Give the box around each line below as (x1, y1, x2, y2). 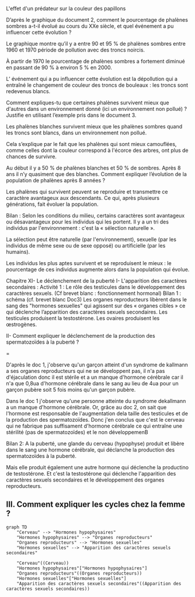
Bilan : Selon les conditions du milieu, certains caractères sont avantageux (6, 212, 185, 219)
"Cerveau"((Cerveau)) (16, 560, 69, 566)
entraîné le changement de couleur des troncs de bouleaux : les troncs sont (6, 82, 189, 89)
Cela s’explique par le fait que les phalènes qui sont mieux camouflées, (6, 141, 177, 147)
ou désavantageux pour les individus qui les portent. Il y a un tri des (6, 218, 169, 225)
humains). (6, 249, 30, 255)
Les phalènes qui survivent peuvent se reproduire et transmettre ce (6, 188, 168, 195)
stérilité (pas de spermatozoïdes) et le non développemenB (6, 429, 148, 436)
